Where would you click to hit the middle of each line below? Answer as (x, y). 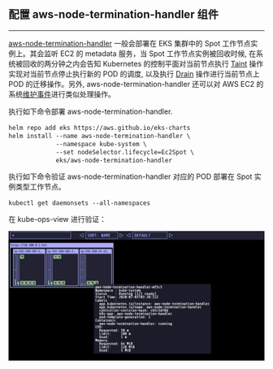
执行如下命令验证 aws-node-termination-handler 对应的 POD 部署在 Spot (130, 176)
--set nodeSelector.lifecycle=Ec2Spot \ (125, 152)
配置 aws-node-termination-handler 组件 (114, 15)
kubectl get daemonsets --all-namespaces (80, 203)
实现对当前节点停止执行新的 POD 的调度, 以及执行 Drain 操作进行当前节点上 (134, 74)
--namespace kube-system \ (102, 144)
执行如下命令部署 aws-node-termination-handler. (91, 111)
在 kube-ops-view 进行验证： (58, 219)
